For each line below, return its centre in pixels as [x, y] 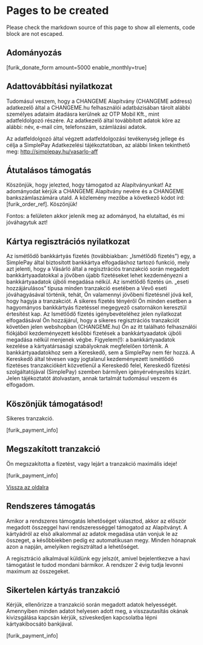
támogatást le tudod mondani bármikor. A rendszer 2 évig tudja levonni [95, 564]
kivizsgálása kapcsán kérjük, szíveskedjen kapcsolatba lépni [82, 618]
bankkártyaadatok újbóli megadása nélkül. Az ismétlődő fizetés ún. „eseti [98, 282]
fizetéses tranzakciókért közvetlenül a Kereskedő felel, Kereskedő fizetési [98, 365]
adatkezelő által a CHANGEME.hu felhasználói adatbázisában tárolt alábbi [98, 107]
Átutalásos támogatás [49, 170]
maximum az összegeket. [38, 571]
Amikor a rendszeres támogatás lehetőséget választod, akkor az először [96, 521]
